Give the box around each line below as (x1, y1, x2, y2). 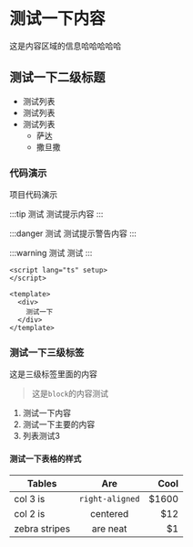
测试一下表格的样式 (9, 453, 82, 464)
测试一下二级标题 (9, 70, 106, 85)
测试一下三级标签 (9, 346, 85, 359)
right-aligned (78, 493, 140, 504)
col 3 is (14, 492, 46, 505)
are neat (91, 522, 127, 535)
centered (89, 507, 129, 520)
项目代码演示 (9, 189, 57, 200)
